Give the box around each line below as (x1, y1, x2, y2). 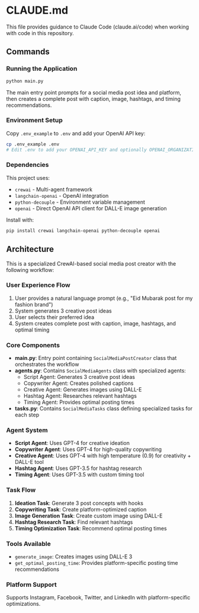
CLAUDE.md (6, 4, 69, 17)
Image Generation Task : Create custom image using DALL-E (14, 512, 163, 519)
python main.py (6, 78, 44, 84)
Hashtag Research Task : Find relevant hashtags (14, 518, 133, 526)
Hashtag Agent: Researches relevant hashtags (23, 393, 137, 400)
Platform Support (6, 580, 57, 589)
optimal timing (14, 326, 50, 333)
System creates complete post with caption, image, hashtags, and (14, 320, 176, 327)
